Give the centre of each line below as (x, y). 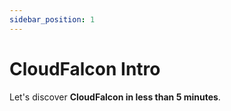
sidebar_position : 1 (52, 19)
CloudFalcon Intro (85, 68)
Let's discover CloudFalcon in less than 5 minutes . (115, 97)
